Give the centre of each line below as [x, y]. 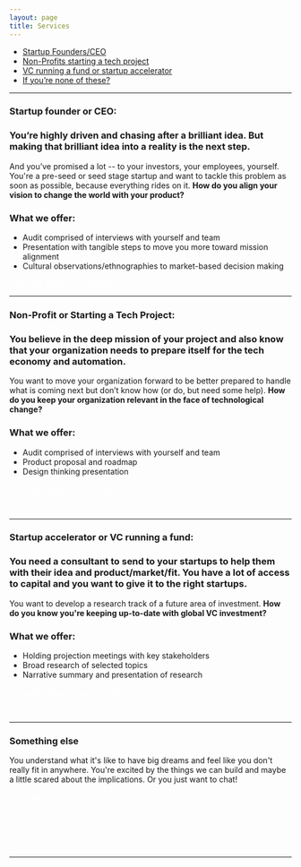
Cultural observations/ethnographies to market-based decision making [153, 266]
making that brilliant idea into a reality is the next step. [130, 147]
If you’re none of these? [66, 80]
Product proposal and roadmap [80, 461]
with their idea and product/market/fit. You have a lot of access [150, 572]
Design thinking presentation [75, 471]
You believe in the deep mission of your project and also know [146, 339]
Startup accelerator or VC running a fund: [102, 537]
